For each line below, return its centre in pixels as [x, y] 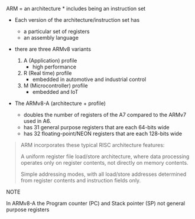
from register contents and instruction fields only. [81, 180]
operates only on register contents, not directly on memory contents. [104, 163]
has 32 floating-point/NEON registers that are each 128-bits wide [103, 133]
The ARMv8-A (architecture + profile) [60, 103]
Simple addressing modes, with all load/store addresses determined [103, 174]
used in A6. [37, 121]
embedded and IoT [55, 92]
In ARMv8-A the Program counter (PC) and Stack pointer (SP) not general [95, 203]
